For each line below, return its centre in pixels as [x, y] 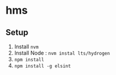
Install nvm [26, 46]
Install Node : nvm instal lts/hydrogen [62, 53]
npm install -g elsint [42, 66]
